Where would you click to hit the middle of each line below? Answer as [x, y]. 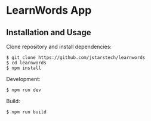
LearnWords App [49, 10]
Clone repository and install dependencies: [59, 46]
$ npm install [24, 68]
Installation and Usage [49, 32]
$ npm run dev [24, 90]
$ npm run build [26, 112]
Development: [23, 79]
